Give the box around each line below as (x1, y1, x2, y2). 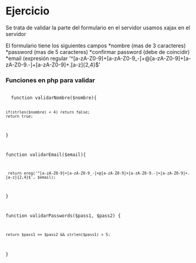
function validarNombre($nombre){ (11, 95, 97, 101)
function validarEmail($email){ (5, 152, 86, 158)
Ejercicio (5, 4, 50, 18)
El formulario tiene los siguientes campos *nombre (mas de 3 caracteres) (5, 42, 186, 49)
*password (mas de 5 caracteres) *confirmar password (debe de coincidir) (5, 48, 190, 55)
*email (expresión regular (5, 55, 68, 62)
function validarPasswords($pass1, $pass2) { (5, 213, 121, 219)
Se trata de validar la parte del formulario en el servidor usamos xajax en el (5, 24, 191, 31)
